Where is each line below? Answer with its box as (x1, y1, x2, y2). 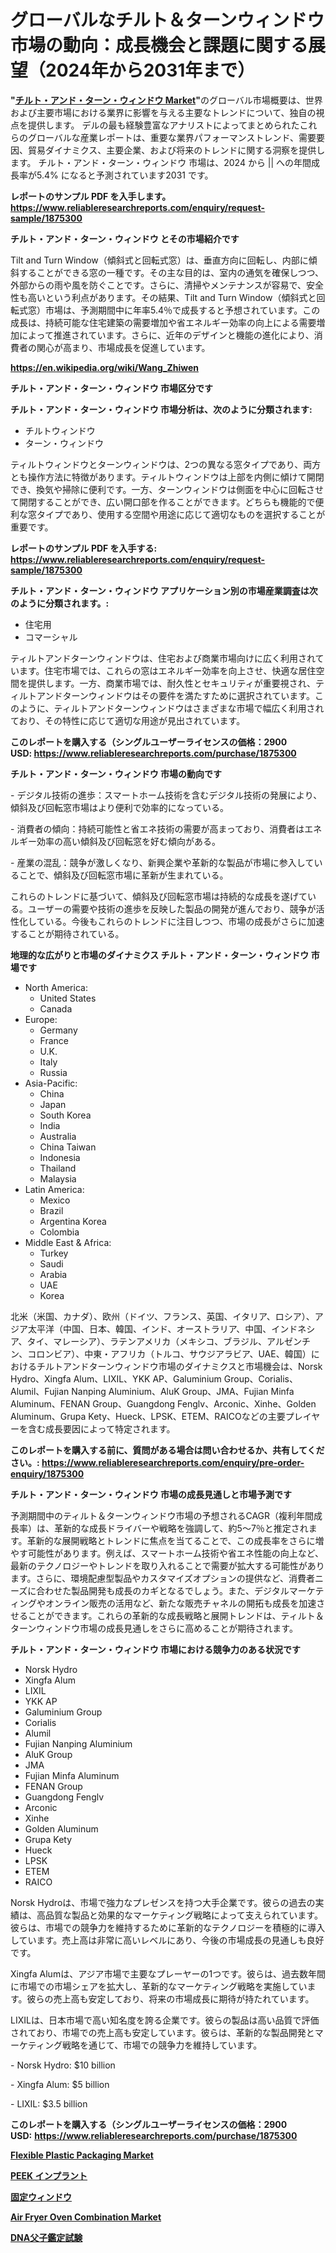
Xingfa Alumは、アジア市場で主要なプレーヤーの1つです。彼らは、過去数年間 (10, 1967, 326, 1980)
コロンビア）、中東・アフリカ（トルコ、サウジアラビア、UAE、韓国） (27, 1347, 312, 1360)
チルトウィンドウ (24, 424, 96, 436)
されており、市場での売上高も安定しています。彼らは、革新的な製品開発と (10, 2026, 315, 2038)
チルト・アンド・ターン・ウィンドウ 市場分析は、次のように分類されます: (10, 403, 313, 415)
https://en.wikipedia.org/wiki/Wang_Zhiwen (10, 361, 199, 373)
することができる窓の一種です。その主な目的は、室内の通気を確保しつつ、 (18, 266, 324, 278)
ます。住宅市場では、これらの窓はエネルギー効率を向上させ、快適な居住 (18, 664, 317, 676)
